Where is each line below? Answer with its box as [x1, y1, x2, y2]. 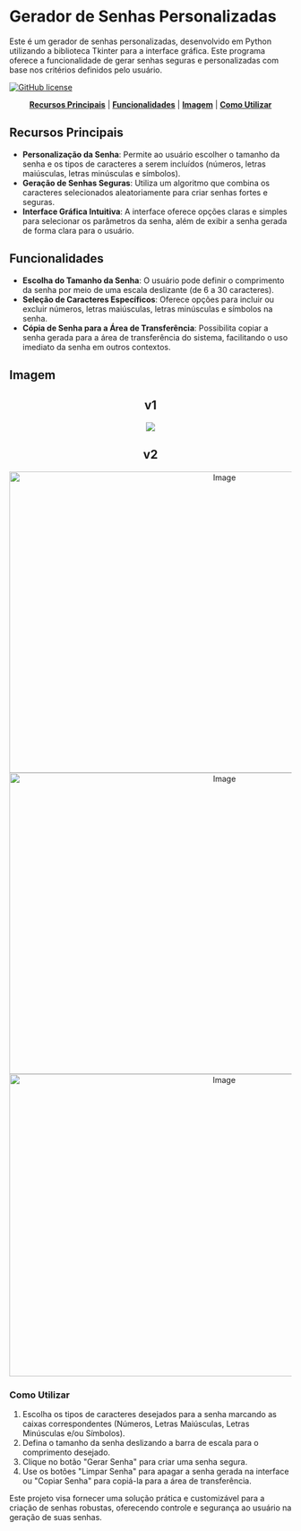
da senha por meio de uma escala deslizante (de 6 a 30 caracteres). [21, 284, 275, 295]
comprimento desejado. [21, 1447, 110, 1458]
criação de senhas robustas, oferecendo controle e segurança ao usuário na [9, 1502, 292, 1513]
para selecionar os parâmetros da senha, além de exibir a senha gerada [21, 215, 288, 226]
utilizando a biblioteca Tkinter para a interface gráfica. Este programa [9, 45, 266, 56]
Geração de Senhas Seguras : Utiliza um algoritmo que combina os [21, 177, 271, 188]
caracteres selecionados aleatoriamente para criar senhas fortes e [21, 186, 269, 198]
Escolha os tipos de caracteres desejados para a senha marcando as [21, 1408, 278, 1419]
